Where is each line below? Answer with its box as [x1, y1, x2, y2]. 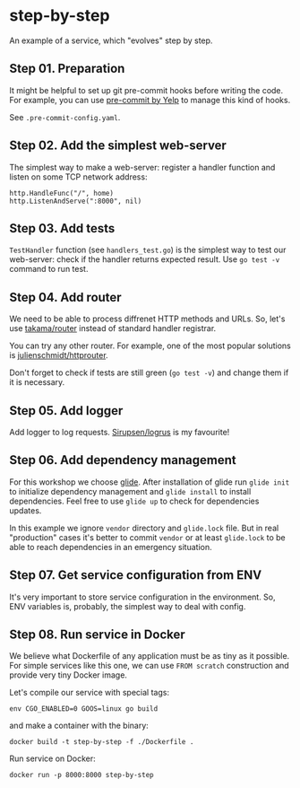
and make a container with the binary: [9, 720, 150, 731]
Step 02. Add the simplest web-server [9, 138, 227, 153]
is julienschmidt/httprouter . [9, 350, 109, 361]
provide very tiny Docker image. [9, 670, 128, 680]
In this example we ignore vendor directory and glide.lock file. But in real [9, 522, 279, 533]
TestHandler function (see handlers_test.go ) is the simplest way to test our [9, 244, 287, 256]
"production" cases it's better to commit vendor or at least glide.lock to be [9, 531, 286, 543]
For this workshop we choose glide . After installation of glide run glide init [9, 477, 290, 487]
